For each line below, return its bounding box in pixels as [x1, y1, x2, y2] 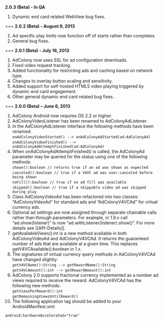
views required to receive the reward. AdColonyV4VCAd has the [12, 278, 142, 283]
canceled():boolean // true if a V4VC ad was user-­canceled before [12, 170, 153, 175]
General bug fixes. [12, 38, 50, 44]
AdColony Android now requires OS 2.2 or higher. [12, 113, 113, 119]
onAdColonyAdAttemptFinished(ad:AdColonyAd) [12, 144, 105, 149]
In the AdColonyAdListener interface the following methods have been [12, 123, 154, 129]
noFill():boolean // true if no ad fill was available [12, 180, 127, 185]
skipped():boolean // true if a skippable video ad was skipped [12, 185, 146, 190]
